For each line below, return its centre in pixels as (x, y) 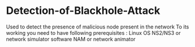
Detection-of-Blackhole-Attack (83, 11)
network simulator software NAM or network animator (71, 39)
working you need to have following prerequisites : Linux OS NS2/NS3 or (93, 32)
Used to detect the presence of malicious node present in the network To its (98, 27)
